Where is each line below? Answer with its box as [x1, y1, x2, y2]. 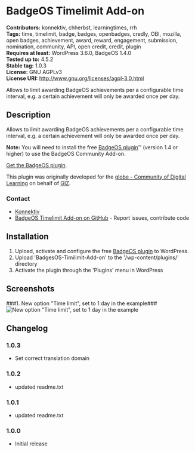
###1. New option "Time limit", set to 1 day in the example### [6, 300, 157, 307]
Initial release [14, 440, 48, 447]
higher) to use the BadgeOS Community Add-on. [6, 150, 126, 157]
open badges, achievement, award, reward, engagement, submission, [6, 36, 178, 44]
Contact [6, 194, 30, 202]
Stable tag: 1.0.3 [6, 62, 47, 69]
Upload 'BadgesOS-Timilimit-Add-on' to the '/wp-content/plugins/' [14, 254, 179, 261]
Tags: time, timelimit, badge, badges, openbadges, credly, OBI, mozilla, [6, 30, 182, 37]
